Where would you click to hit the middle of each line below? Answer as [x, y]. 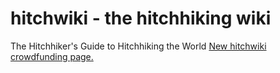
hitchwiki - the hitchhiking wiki [141, 18]
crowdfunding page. [52, 56]
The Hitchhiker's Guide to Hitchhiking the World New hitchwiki [138, 46]
